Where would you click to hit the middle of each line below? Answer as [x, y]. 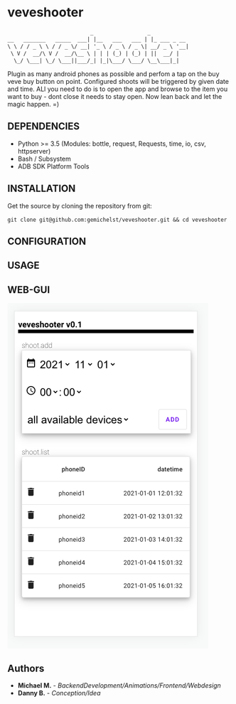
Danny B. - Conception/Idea [59, 693]
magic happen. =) [33, 104]
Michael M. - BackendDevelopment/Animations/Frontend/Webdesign [119, 685]
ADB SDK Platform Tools [53, 166]
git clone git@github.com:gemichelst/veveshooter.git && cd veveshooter [117, 220]
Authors [26, 668]
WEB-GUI [29, 290]
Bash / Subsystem [44, 159]
